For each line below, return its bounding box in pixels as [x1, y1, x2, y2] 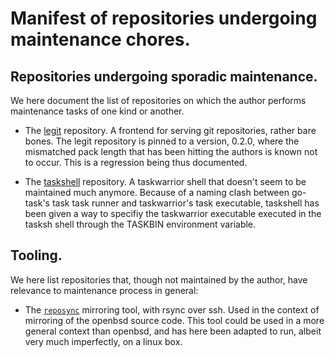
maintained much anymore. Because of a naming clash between [24, 187, 290, 198]
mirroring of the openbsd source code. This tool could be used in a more [24, 314, 325, 326]
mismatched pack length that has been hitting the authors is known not [24, 146, 318, 157]
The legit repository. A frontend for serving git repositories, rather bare [24, 125, 317, 136]
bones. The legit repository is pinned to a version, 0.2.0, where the [24, 135, 300, 147]
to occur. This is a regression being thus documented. [24, 157, 248, 168]
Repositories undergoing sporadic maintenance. [10, 68, 318, 85]
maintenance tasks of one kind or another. [10, 105, 185, 117]
